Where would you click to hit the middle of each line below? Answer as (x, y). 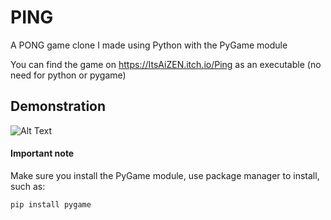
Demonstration (58, 106)
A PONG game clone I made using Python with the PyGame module (149, 45)
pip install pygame (51, 204)
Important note (42, 153)
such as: (28, 186)
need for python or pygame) (68, 75)
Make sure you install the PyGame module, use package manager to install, (165, 175)
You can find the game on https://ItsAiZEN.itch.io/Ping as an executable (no (166, 64)
